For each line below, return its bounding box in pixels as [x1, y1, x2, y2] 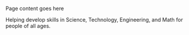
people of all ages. [5, 23, 51, 29]
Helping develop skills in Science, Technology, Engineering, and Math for [5, 16, 184, 23]
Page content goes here [5, 5, 64, 12]
